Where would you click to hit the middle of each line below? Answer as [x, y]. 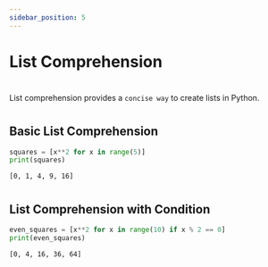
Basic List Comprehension [84, 132]
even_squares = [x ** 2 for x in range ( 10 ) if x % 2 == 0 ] [117, 229]
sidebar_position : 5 [48, 17]
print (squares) [38, 160]
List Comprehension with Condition [110, 209]
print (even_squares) [48, 238]
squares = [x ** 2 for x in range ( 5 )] [77, 152]
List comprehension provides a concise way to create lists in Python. [134, 98]
